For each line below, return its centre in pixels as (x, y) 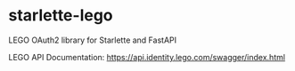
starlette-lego (61, 16)
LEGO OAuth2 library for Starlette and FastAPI (93, 40)
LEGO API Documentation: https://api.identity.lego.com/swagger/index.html (147, 57)
